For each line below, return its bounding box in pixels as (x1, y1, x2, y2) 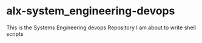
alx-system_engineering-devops (6, 4, 175, 18)
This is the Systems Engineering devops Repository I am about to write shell (6, 24, 196, 31)
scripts (6, 30, 24, 37)
